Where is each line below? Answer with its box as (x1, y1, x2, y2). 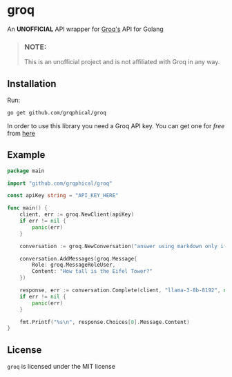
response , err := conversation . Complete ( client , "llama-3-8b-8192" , (19, 287, 221, 294)
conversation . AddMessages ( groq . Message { (19, 255, 137, 262)
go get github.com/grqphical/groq (7, 110, 107, 116)
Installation (7, 78, 57, 90)
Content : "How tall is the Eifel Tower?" (32, 268, 153, 275)
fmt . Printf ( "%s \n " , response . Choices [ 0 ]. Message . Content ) (19, 318, 190, 325)
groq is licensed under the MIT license (7, 363, 116, 371)
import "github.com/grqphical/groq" (7, 180, 113, 187)
